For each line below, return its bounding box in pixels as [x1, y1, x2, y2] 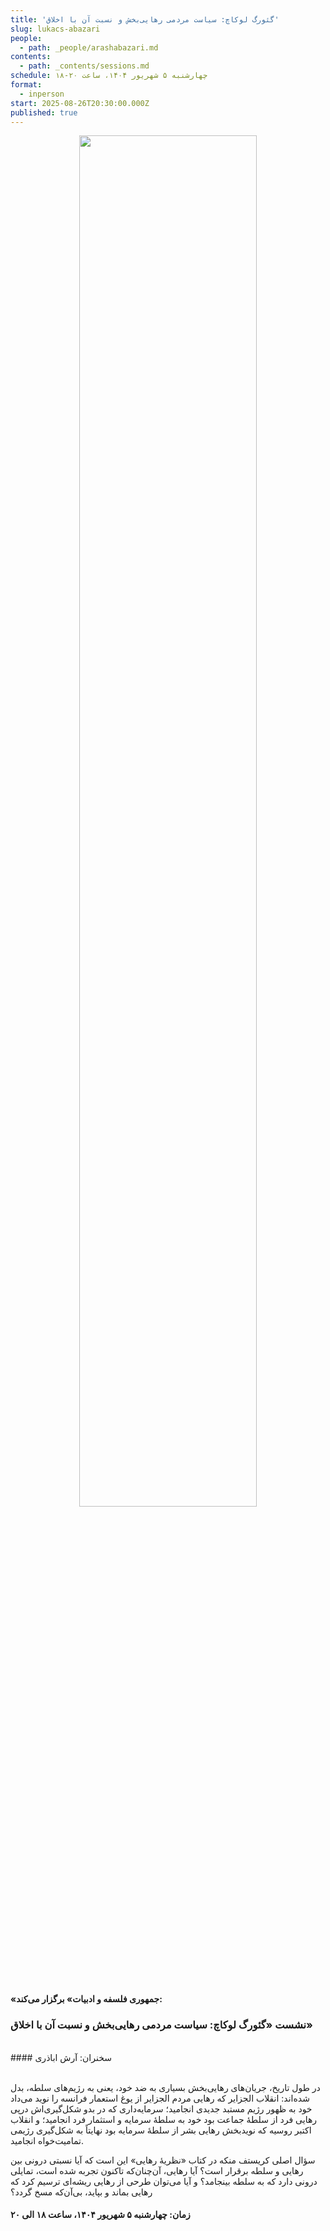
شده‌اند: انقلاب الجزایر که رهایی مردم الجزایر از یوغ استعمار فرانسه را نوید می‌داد [10, 2092, 310, 2104]
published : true [10, 107, 78, 118]
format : [10, 80, 43, 90]
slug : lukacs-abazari [10, 24, 101, 34]
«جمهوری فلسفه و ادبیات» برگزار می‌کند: [10, 1993, 163, 2005]
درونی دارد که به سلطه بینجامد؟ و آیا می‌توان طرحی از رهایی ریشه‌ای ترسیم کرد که [10, 2175, 318, 2187]
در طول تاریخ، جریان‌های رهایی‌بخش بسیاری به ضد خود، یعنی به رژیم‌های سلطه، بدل [10, 2081, 321, 2093]
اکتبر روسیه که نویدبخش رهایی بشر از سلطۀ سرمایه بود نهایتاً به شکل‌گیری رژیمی [10, 2124, 312, 2136]
